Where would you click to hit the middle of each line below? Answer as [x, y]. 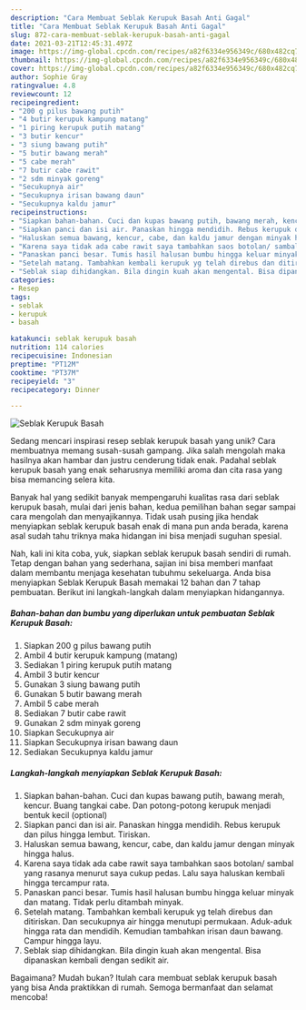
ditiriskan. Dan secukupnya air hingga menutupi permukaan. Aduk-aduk [158, 922]
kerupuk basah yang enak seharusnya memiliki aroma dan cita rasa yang [146, 470]
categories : [33, 280]
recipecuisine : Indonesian [61, 356]
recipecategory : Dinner [55, 389]
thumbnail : [31, 60]
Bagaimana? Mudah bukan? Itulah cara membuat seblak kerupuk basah [144, 978]
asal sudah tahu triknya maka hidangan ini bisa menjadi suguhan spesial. [146, 536]
